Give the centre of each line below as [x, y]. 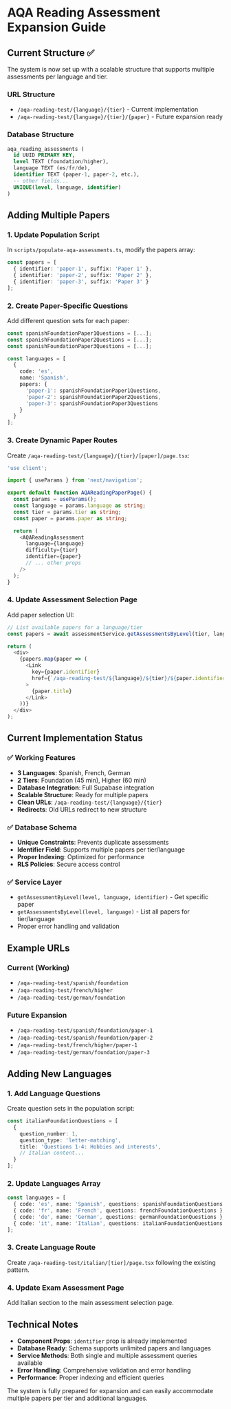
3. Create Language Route [52, 1247]
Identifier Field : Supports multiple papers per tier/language [101, 850]
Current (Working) [38, 967]
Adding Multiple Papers [58, 215]
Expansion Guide [57, 27]
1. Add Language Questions [54, 1093]
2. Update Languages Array [54, 1183]
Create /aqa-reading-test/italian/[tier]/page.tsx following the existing [112, 1262]
